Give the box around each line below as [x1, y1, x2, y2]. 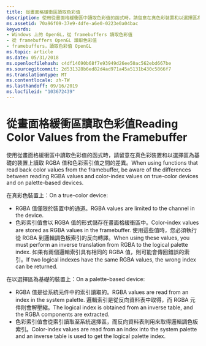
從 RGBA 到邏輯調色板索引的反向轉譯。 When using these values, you [15, 234, 190, 241]
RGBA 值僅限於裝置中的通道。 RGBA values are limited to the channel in [15, 205, 195, 212]
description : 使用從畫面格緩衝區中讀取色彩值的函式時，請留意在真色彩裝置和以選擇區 [6, 15, 197, 21]
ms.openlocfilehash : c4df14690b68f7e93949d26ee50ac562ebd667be [6, 60, 172, 66]
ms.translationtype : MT [6, 72, 67, 78]
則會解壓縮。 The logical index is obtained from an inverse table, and [20, 304, 193, 311]
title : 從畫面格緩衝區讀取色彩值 [6, 9, 81, 15]
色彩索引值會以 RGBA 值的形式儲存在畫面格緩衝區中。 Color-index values [15, 219, 199, 226]
